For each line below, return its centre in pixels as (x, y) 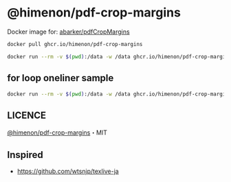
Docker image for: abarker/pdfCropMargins (68, 32)
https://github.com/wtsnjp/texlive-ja (68, 171)
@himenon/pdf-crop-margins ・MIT (57, 133)
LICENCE (27, 115)
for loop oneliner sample (60, 78)
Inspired (25, 155)
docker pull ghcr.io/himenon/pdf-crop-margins (75, 44)
